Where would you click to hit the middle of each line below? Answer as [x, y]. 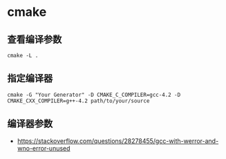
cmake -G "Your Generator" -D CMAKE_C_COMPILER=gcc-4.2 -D [94, 95]
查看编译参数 [35, 39]
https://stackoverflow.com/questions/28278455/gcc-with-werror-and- [118, 141]
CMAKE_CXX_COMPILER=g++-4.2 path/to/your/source [78, 101]
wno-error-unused [44, 148]
